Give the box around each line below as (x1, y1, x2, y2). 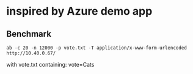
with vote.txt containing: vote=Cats (6, 61, 95, 68)
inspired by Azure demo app (6, 4, 153, 18)
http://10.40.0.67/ (6, 50, 56, 56)
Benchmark (6, 29, 52, 39)
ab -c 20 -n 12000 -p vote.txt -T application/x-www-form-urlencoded (6, 45, 188, 51)
